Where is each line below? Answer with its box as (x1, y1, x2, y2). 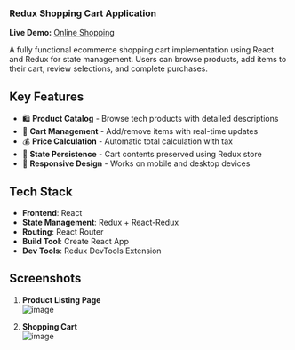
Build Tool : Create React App (21, 235, 129, 246)
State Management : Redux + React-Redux (21, 217, 179, 227)
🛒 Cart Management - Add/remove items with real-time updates (21, 126, 259, 137)
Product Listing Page (21, 294, 101, 305)
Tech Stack (9, 184, 73, 199)
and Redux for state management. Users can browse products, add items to (9, 54, 287, 65)
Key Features (9, 89, 84, 104)
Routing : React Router (21, 226, 104, 237)
